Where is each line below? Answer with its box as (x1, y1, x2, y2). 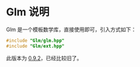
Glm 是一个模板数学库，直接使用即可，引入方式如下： (6, 26, 137, 33)
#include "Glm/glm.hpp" (6, 38, 65, 43)
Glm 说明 (6, 5, 50, 19)
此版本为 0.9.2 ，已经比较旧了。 (6, 54, 83, 62)
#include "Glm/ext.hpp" (6, 43, 65, 49)
